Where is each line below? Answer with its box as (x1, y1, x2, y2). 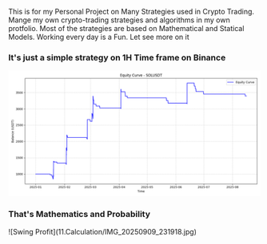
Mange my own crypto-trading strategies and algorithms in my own (8, 15, 230, 25)
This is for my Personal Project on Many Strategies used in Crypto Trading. (8, 7, 254, 16)
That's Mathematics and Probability (8, 209, 150, 220)
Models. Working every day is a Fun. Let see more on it (8, 32, 189, 41)
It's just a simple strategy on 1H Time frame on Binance (8, 52, 226, 63)
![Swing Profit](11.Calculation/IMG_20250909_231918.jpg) (8, 226, 197, 236)
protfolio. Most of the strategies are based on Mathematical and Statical (8, 24, 245, 33)
